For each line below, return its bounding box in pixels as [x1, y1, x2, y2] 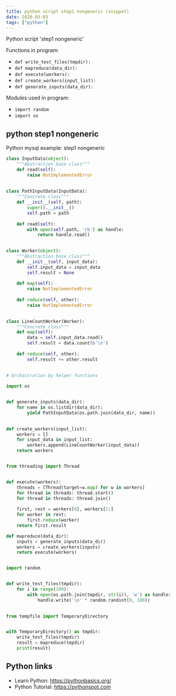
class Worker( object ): [6, 248, 61, 254]
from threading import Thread [6, 464, 80, 469]
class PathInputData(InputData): [6, 188, 88, 194]
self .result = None [27, 270, 75, 276]
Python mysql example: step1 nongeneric [6, 145, 105, 152]
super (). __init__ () [27, 205, 75, 211]
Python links [6, 661, 53, 671]
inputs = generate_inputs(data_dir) [16, 539, 106, 544]
